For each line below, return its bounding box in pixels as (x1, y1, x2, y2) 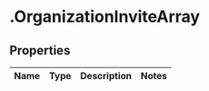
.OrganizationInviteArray (9, 6, 201, 27)
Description (80, 70, 132, 82)
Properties (9, 43, 71, 58)
